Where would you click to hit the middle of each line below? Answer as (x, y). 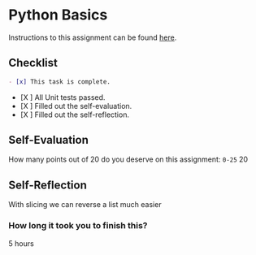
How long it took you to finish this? (78, 226)
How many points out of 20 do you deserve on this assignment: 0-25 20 (128, 159)
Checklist (33, 63)
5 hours (21, 243)
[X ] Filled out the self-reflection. (75, 115)
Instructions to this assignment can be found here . (93, 37)
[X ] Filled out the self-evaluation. (76, 106)
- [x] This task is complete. (60, 82)
